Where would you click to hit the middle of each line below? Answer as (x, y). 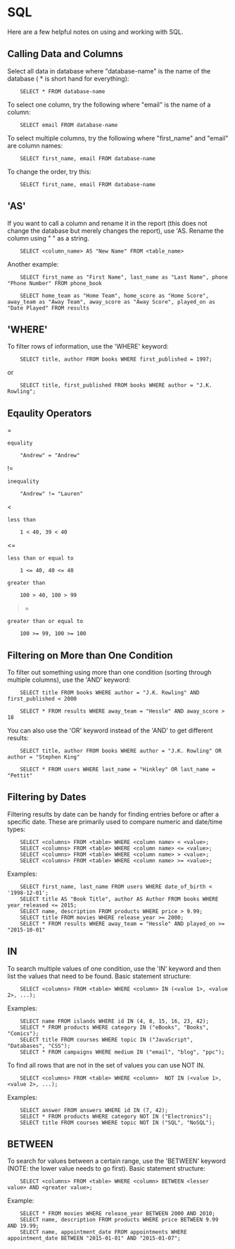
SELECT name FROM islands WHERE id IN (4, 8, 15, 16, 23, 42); (115, 1021)
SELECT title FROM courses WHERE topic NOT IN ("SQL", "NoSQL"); (118, 1123)
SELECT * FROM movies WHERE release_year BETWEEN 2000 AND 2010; (118, 1214)
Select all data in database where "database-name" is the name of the (109, 71)
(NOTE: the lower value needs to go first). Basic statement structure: (107, 1169)
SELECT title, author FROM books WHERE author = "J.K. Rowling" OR (121, 751)
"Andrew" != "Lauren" (51, 494)
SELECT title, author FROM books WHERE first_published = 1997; (116, 360)
